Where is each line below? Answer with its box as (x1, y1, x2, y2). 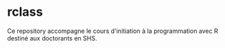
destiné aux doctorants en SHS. (7, 34, 97, 42)
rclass (7, 4, 43, 20)
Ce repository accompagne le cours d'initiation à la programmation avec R (7, 27, 219, 35)
